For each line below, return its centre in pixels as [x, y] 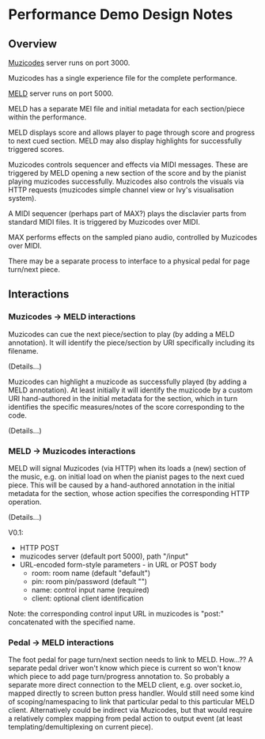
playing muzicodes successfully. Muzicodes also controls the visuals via [126, 181]
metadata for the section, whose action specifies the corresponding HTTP [129, 493]
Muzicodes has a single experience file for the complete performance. [123, 78]
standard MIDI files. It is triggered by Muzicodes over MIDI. [104, 222]
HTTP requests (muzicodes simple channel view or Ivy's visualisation [121, 190]
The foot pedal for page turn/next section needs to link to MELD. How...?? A [131, 660]
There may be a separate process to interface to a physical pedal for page [129, 261]
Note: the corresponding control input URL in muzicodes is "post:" [116, 613]
